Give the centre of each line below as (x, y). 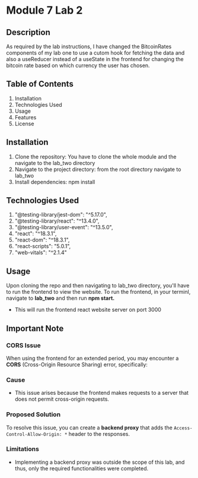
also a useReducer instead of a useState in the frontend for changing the (95, 59)
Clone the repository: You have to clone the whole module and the (95, 156)
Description (28, 32)
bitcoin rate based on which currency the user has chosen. (78, 65)
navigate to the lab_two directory (55, 163)
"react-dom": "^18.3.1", (42, 240)
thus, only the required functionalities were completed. (82, 468)
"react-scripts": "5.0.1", (43, 246)
